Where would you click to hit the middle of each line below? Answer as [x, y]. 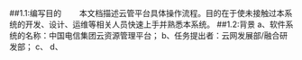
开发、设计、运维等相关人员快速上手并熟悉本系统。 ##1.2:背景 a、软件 [155, 24]
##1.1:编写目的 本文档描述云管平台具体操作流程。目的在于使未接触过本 [147, 13]
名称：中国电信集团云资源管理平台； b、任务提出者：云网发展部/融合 [152, 35]
